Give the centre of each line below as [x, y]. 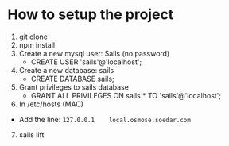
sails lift [31, 134]
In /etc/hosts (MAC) [51, 104]
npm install [37, 44]
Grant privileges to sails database [74, 87]
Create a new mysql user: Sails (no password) [94, 53]
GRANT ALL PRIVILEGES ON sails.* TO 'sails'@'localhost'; [126, 95]
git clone [33, 36]
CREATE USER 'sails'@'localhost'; [86, 62]
